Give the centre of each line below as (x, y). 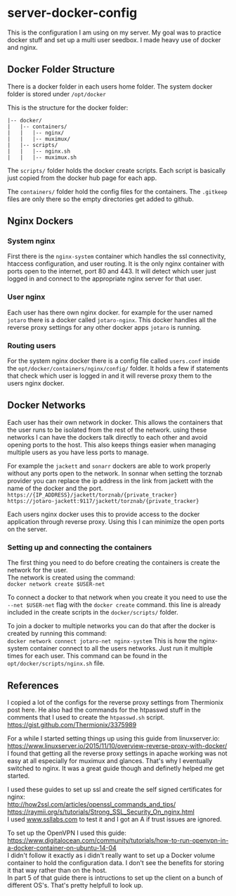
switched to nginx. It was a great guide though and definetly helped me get (116, 768)
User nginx (26, 297)
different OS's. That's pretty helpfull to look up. (76, 885)
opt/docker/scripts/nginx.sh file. (56, 663)
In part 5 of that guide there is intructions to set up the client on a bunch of (115, 878)
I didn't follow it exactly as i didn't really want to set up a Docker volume (111, 855)
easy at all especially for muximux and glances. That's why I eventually (110, 760)
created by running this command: (57, 634)
